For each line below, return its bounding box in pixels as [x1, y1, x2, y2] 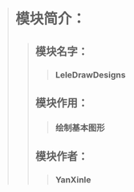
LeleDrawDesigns [55, 69, 126, 80]
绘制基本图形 [55, 122, 105, 133]
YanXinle [55, 174, 91, 186]
